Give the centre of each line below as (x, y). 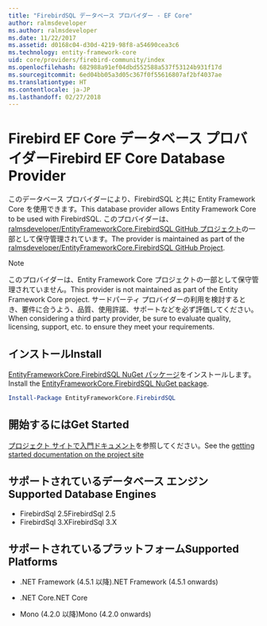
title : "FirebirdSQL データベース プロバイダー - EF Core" (101, 16)
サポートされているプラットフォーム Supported (124, 548)
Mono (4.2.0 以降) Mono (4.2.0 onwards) (85, 614)
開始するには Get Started (69, 425)
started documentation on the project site (76, 454)
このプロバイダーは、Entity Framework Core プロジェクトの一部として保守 (130, 280)
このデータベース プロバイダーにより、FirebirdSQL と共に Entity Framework (132, 199)
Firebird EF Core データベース (105, 139)
